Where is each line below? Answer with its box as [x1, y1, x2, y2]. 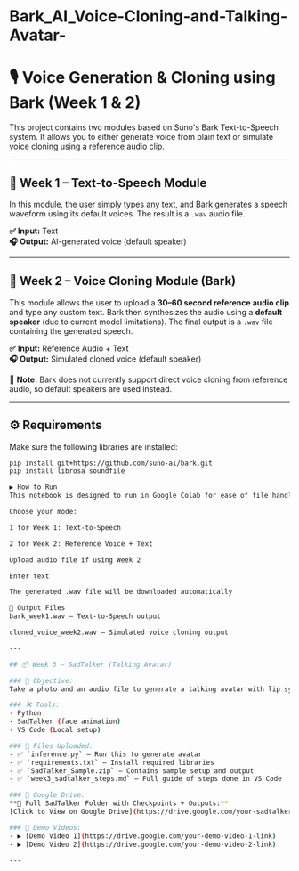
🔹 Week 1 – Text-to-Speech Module [9, 175, 207, 191]
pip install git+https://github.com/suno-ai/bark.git [9, 459, 214, 468]
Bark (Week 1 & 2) [9, 93, 141, 113]
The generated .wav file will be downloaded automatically [9, 588, 233, 597]
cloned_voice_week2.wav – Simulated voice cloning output [9, 628, 229, 638]
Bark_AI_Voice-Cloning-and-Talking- [9, 6, 288, 27]
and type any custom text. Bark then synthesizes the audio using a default [9, 306, 283, 317]
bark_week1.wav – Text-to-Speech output [9, 612, 162, 621]
